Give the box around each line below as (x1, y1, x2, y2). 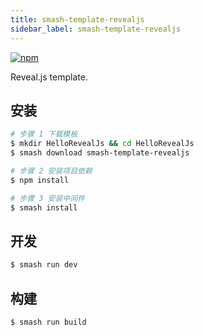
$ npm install (10, 175, 70, 185)
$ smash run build (10, 317, 87, 327)
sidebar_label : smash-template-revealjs (10, 24, 182, 34)
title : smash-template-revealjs (10, 14, 145, 25)
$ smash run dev (10, 260, 78, 270)
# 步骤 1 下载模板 (10, 129, 78, 140)
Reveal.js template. (10, 71, 88, 83)
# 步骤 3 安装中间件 (10, 193, 86, 203)
